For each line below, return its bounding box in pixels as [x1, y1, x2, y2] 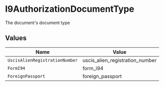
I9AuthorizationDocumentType [5, 3, 135, 15]
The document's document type [5, 20, 70, 26]
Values [5, 34, 27, 42]
